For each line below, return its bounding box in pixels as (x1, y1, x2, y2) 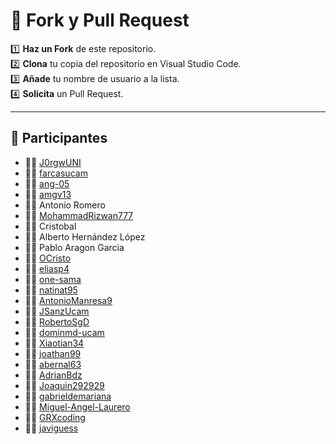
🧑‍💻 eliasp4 (24, 262, 70, 274)
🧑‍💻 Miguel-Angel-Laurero (24, 400, 131, 413)
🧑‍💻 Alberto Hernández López (24, 230, 146, 243)
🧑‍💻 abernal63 (24, 358, 82, 370)
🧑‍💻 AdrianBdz (24, 369, 83, 381)
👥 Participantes (10, 130, 108, 147)
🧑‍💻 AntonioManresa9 (24, 294, 113, 306)
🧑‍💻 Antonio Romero (24, 199, 106, 211)
